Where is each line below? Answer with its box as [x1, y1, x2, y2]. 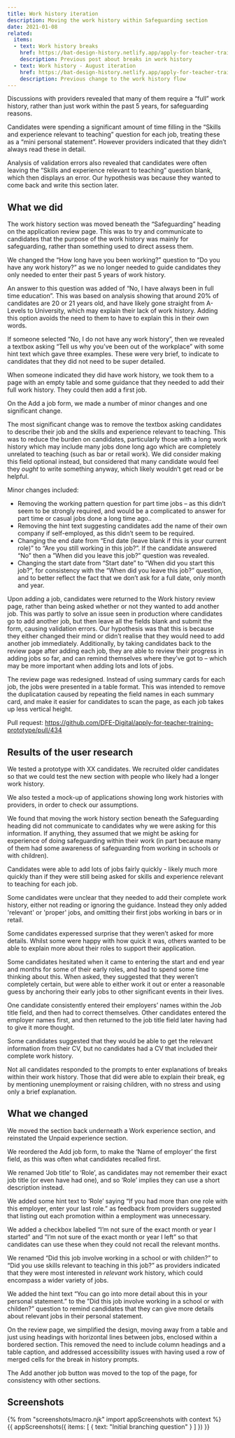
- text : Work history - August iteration [13, 62, 136, 69]
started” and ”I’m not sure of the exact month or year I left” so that [7, 1232, 198, 1241]
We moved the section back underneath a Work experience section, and [7, 1126, 215, 1134]
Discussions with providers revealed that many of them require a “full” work [7, 94, 225, 103]
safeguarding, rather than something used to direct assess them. [7, 242, 194, 251]
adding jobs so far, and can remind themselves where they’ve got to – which [7, 654, 227, 663]
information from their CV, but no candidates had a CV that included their [7, 1044, 218, 1052]
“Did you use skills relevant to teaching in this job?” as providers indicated [7, 1261, 220, 1269]
